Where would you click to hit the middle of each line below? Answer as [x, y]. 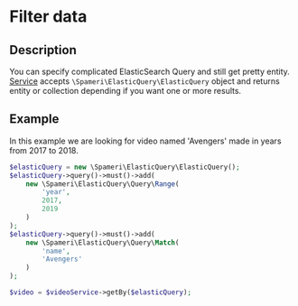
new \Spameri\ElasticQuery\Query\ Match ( [102, 242]
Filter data [48, 17]
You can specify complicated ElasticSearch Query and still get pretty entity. [150, 71]
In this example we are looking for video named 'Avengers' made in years [145, 141]
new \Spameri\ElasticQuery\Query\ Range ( [102, 184]
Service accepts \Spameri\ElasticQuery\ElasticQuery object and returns [144, 81]
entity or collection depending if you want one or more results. [126, 91]
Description [43, 50]
